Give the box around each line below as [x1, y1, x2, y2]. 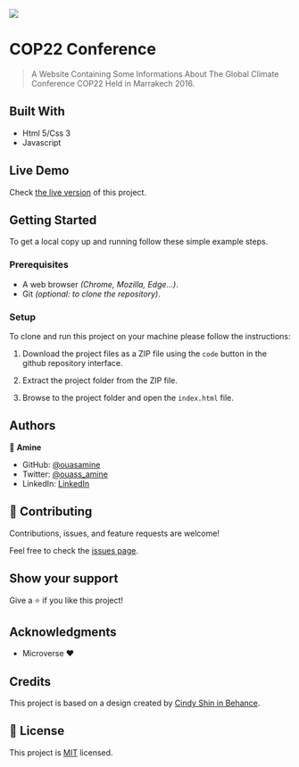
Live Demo [9, 163, 70, 179]
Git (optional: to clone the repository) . [21, 288, 161, 299]
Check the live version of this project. [9, 187, 147, 197]
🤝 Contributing [9, 504, 93, 520]
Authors [9, 418, 56, 433]
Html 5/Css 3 [21, 128, 71, 138]
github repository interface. [21, 357, 123, 368]
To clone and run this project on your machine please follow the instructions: [9, 330, 292, 341]
